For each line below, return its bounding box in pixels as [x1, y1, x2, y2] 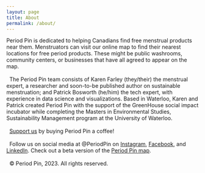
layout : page [6, 9, 40, 15]
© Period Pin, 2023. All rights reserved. [9, 160, 109, 168]
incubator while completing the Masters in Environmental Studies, [6, 108, 171, 116]
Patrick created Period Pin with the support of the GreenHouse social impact [6, 102, 199, 109]
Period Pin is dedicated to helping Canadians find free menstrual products [6, 37, 192, 44]
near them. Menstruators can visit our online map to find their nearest [6, 43, 181, 51]
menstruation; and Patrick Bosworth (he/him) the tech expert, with [6, 89, 173, 96]
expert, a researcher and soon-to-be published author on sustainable [6, 82, 181, 90]
